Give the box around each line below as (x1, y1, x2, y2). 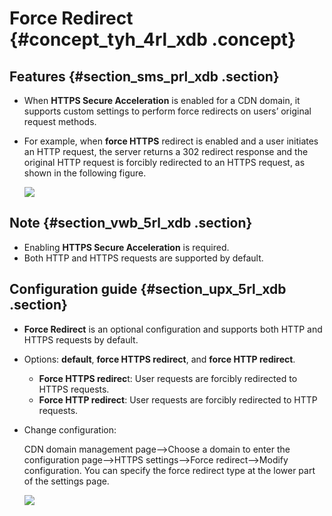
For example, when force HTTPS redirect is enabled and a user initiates (23, 135, 319, 147)
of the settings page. (23, 475, 110, 487)
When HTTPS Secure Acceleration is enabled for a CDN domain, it (23, 95, 301, 106)
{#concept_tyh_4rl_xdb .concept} (9, 28, 297, 51)
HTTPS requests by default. (23, 333, 139, 346)
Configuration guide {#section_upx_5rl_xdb (9, 281, 287, 298)
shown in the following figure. (23, 167, 147, 179)
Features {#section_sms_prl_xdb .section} (9, 68, 280, 85)
